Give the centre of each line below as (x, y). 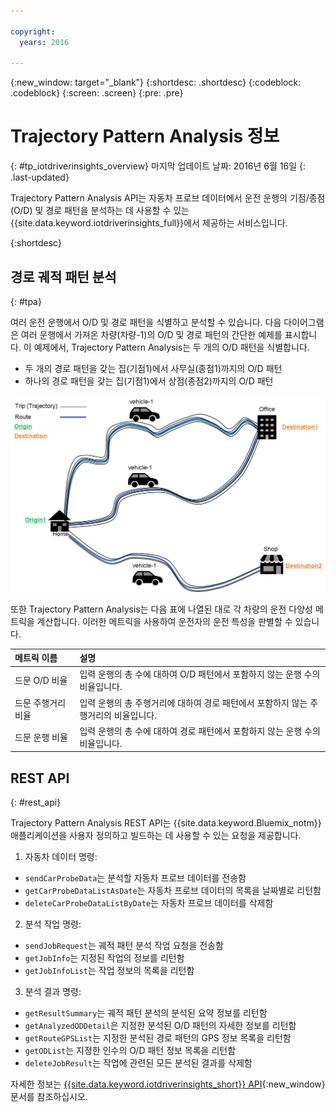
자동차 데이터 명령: (61, 857)
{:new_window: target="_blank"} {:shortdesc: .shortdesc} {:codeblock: (156, 82)
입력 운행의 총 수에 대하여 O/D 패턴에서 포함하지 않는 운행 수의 (200, 674)
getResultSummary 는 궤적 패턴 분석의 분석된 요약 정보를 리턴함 (146, 1013)
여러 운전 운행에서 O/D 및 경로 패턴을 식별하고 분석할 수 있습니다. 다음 (146, 322)
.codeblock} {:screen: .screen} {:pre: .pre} (97, 93)
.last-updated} (40, 177)
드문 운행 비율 (41, 737)
